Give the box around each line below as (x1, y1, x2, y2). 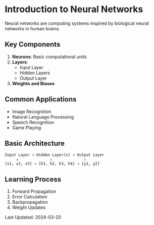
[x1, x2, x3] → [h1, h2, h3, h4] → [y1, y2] (5, 161, 100, 166)
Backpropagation (12, 199, 48, 205)
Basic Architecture (5, 139, 65, 147)
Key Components (5, 40, 61, 49)
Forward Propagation (12, 188, 57, 195)
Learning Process (5, 175, 62, 184)
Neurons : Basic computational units (12, 53, 87, 60)
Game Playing (12, 125, 41, 131)
